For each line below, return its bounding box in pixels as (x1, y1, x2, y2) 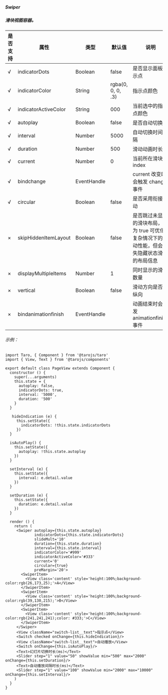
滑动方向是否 (132, 284, 163, 291)
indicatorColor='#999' (34, 550, 81, 555)
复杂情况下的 (132, 235, 163, 242)
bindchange (17, 178, 46, 185)
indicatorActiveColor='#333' (34, 554, 95, 559)
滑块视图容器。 (5, 17, 36, 23)
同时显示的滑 (132, 267, 163, 274)
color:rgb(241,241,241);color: (5, 615, 70, 621)
